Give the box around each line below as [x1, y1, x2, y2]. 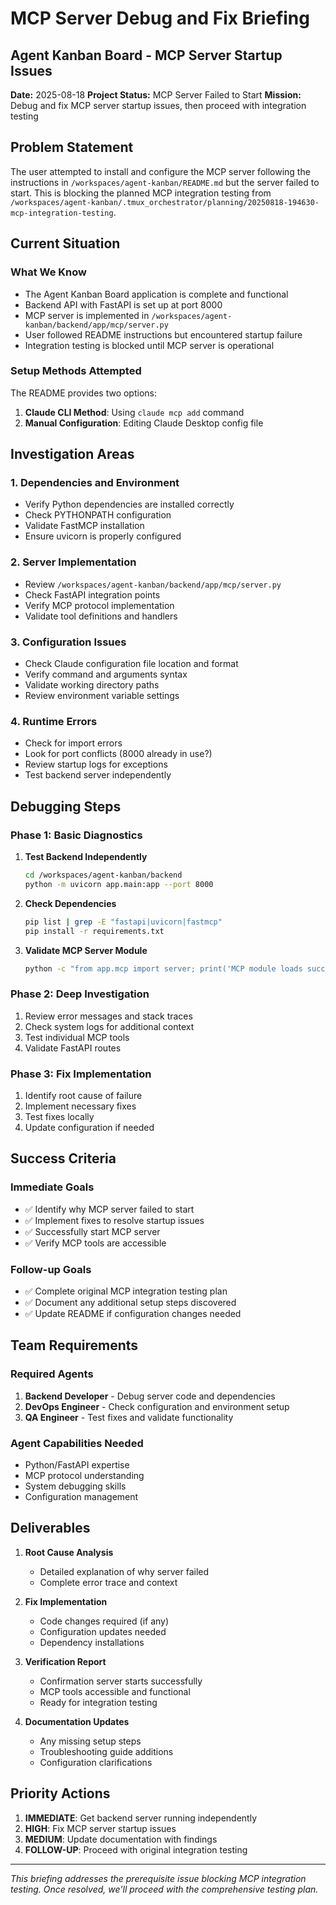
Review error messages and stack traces [24, 1010, 193, 1022]
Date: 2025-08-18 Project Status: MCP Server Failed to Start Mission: [10, 89, 302, 101]
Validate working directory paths [24, 679, 160, 691]
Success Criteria [10, 1150, 117, 1167]
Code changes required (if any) [39, 1615, 170, 1627]
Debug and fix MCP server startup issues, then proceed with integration [10, 100, 307, 111]
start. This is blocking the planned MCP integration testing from [10, 187, 272, 199]
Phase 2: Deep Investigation [10, 987, 150, 1001]
